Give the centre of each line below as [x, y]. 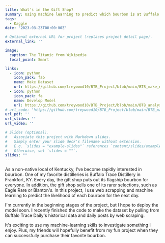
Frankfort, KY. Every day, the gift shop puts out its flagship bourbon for [77, 180]
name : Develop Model [35, 101]
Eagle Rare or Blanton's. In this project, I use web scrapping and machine [79, 190]
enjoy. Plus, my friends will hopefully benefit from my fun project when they [82, 230]
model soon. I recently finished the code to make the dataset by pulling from [82, 210]
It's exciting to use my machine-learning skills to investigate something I [78, 225]
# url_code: [17, 110]
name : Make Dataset [34, 82]
